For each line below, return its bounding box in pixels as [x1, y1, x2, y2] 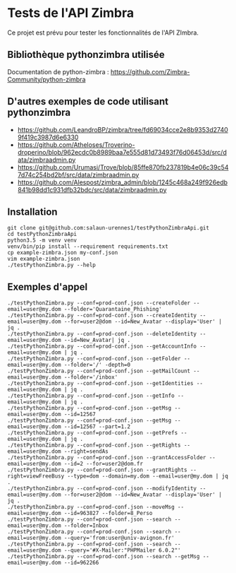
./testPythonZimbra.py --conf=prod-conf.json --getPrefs [7, 430, 178, 437]
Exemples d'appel [7, 280, 88, 293]
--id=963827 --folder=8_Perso [63, 510, 153, 517]
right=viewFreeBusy [7, 473, 65, 480]
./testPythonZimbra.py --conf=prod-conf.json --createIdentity [7, 312, 197, 319]
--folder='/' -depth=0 [63, 362, 131, 369]
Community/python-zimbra [7, 75, 86, 83]
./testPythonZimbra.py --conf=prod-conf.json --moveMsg [7, 504, 175, 511]
